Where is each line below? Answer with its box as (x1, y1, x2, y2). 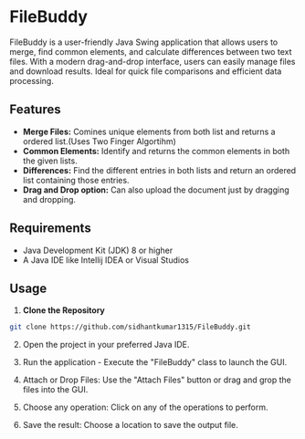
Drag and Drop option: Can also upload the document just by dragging (22, 184, 289, 195)
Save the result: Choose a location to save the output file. (22, 420, 239, 431)
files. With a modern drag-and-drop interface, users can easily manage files (9, 56, 296, 67)
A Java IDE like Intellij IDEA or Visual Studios (22, 254, 190, 266)
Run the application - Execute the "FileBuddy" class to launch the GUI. (22, 357, 288, 368)
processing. (9, 75, 55, 86)
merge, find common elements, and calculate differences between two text (9, 46, 292, 57)
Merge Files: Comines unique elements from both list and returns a (22, 126, 276, 137)
